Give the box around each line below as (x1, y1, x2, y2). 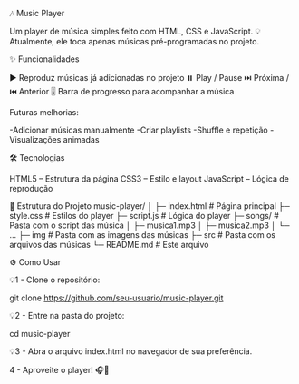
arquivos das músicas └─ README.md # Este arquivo (9, 240, 209, 250)
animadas (63, 134, 100, 144)
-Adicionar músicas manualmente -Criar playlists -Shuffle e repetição (9, 124, 269, 135)
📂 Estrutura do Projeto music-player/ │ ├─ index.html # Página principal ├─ (9, 201, 290, 212)
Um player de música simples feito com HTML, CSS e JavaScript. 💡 (9, 26, 261, 36)
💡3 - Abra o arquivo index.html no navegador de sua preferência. (9, 346, 253, 357)
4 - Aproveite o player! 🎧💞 (9, 365, 110, 375)
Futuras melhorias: (9, 107, 79, 117)
